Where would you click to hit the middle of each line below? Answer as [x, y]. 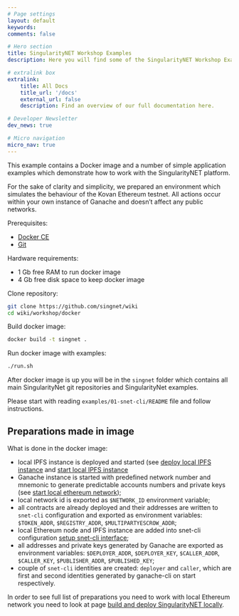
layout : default [31, 21]
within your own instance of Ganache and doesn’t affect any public [106, 202]
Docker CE [33, 236]
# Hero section [30, 47]
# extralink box [31, 73]
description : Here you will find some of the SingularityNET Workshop [114, 60]
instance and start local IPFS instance [73, 469]
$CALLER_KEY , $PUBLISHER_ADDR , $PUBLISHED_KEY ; [86, 560]
